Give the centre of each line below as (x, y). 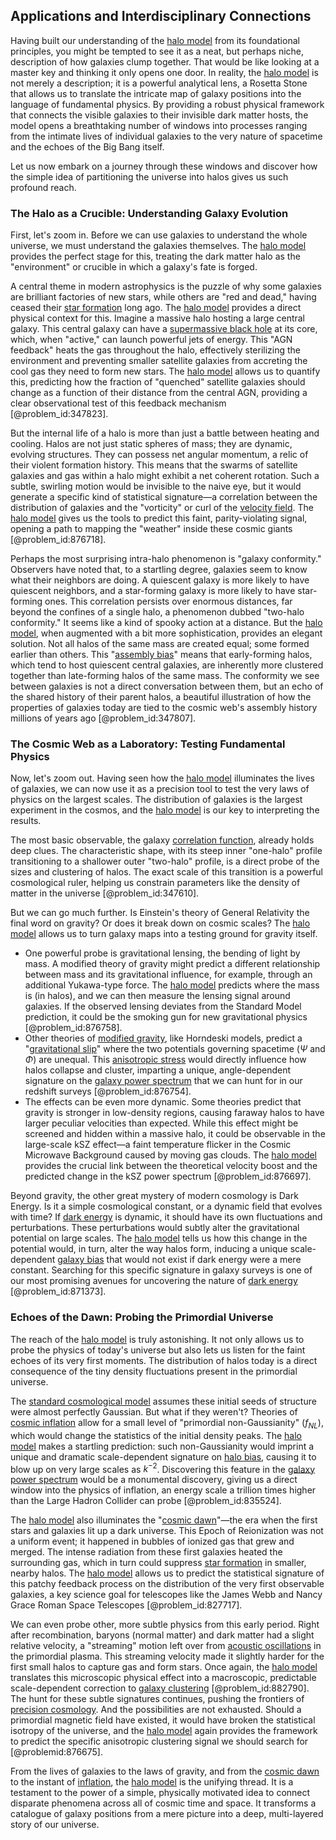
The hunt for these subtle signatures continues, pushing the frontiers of (157, 1699)
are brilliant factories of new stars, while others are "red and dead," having (163, 297)
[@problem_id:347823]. (59, 414)
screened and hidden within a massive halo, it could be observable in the (175, 1134)
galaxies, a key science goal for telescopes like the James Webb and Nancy (166, 1595)
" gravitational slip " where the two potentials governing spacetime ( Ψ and (175, 1049)
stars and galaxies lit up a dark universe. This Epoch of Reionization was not (167, 1531)
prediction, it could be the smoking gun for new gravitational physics (166, 1017)
